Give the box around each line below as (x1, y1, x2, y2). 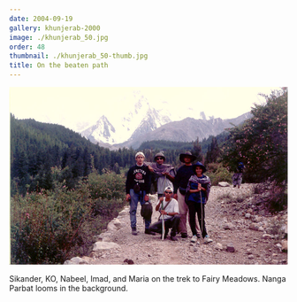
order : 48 (9, 43, 46, 51)
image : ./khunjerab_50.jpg (9, 33, 109, 42)
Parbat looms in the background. (9, 283, 128, 294)
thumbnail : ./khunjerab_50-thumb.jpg (9, 51, 148, 61)
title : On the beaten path (9, 61, 109, 70)
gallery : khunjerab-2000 (9, 23, 101, 33)
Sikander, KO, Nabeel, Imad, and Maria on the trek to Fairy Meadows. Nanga (9, 274, 286, 284)
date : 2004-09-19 (9, 14, 73, 23)
